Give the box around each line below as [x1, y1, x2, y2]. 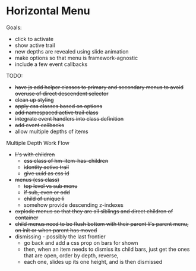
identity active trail [23, 163, 69, 171]
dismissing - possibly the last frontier [14, 233, 106, 240]
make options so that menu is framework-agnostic [14, 54, 138, 61]
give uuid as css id [23, 169, 69, 177]
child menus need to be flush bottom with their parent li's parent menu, [14, 220, 189, 227]
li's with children [14, 150, 55, 158]
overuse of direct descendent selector [14, 90, 109, 97]
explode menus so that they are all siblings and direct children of [14, 207, 173, 215]
